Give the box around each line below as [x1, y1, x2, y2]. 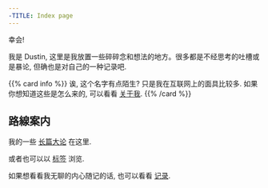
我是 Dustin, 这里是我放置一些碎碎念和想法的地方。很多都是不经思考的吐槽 [8, 51, 253, 61]
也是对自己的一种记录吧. [46, 62, 127, 71]
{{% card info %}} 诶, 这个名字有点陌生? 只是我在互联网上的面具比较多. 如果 [8, 78, 258, 88]
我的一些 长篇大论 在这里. [8, 137, 92, 146]
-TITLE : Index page [8, 11, 74, 20]
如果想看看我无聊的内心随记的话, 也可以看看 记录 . [8, 171, 170, 181]
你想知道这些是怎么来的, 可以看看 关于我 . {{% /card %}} [8, 89, 192, 98]
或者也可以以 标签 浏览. [8, 154, 85, 164]
